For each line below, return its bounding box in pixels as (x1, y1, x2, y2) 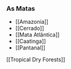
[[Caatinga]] (15, 38, 46, 45)
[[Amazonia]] (15, 18, 49, 26)
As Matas (6, 4, 35, 13)
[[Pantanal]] (15, 44, 46, 51)
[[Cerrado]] (15, 24, 45, 32)
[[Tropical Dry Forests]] (6, 56, 65, 64)
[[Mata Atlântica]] (15, 31, 60, 38)
